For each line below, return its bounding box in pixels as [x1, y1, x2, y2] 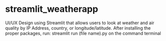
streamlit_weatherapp [5, 3, 98, 15]
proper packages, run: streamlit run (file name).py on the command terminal [5, 30, 161, 36]
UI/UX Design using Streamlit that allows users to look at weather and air [5, 20, 155, 26]
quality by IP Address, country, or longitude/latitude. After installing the [5, 25, 151, 31]
